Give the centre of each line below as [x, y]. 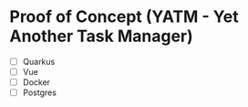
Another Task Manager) [101, 36]
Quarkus [39, 61]
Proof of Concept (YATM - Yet [124, 17]
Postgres [40, 92]
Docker [36, 82]
